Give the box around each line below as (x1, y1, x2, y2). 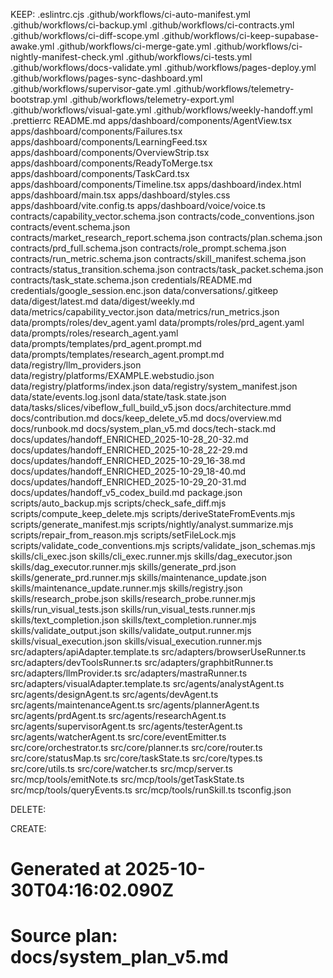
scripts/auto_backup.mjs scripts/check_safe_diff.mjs (10, 497, 227, 509)
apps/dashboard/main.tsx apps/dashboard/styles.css (10, 189, 231, 201)
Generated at (10, 858, 122, 881)
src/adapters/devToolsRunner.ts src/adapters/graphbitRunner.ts (10, 657, 274, 668)
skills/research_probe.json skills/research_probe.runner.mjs (10, 593, 256, 604)
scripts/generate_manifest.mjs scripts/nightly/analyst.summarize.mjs (10, 519, 294, 530)
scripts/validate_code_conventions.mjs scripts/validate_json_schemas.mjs (10, 540, 316, 551)
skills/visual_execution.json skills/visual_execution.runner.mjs (10, 635, 263, 647)
